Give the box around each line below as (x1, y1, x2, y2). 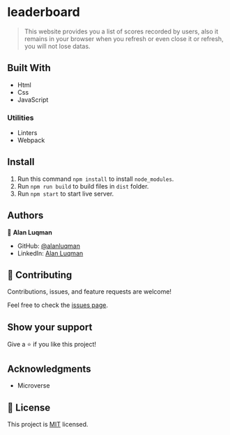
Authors (7, 209, 44, 221)
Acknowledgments (7, 363, 92, 374)
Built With (7, 62, 51, 74)
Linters (17, 129, 38, 137)
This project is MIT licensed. (7, 420, 89, 428)
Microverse (17, 381, 50, 390)
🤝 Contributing (7, 269, 72, 281)
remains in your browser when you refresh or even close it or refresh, (24, 34, 224, 42)
